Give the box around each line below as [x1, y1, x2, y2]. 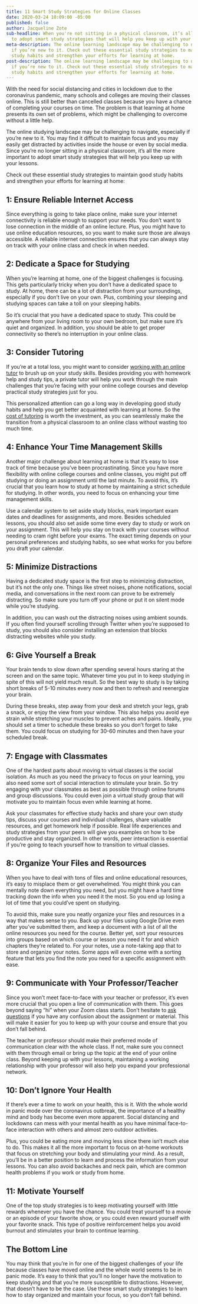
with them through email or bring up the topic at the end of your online [6, 1049, 177, 1057]
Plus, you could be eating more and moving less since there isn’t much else [6, 1138, 189, 1145]
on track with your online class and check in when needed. [6, 242, 149, 249]
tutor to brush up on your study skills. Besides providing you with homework [6, 369, 191, 376]
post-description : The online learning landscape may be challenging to [6, 58, 189, 64]
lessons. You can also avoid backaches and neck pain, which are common [6, 1163, 187, 1170]
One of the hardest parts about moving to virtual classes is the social [6, 767, 173, 774]
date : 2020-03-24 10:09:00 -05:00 [6, 14, 91, 20]
